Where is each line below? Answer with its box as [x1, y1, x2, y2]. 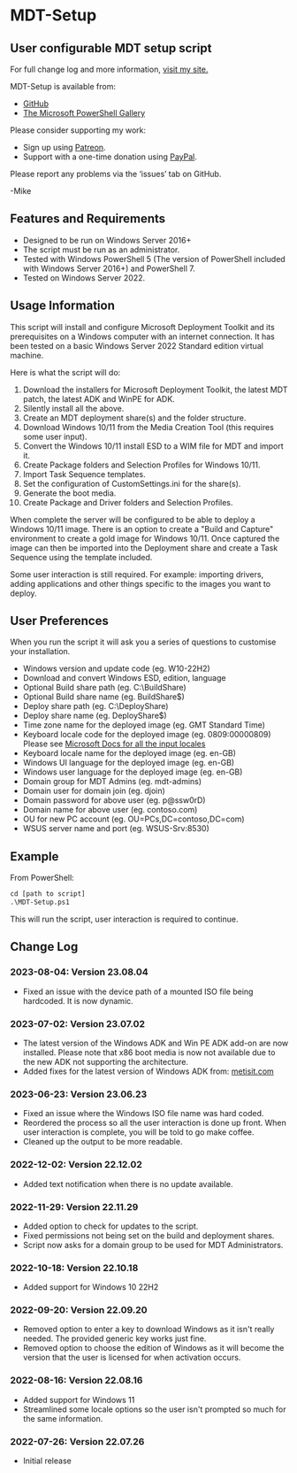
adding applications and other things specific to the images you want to [10, 578, 271, 589]
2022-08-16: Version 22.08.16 [10, 1374, 143, 1386]
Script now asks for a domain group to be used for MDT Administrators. [22, 1239, 284, 1250]
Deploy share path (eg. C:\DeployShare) [22, 701, 169, 712]
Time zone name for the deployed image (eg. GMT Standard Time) [22, 720, 266, 730]
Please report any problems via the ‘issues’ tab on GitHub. [10, 169, 222, 179]
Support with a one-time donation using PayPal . [22, 151, 197, 162]
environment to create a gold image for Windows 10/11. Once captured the [10, 533, 280, 544]
